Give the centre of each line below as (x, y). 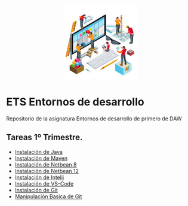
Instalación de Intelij (39, 177)
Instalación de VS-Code (44, 183)
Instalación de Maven (41, 158)
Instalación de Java (38, 152)
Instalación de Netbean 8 (46, 164)
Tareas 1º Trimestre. (44, 137)
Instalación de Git (36, 190)
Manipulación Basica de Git (48, 196)
